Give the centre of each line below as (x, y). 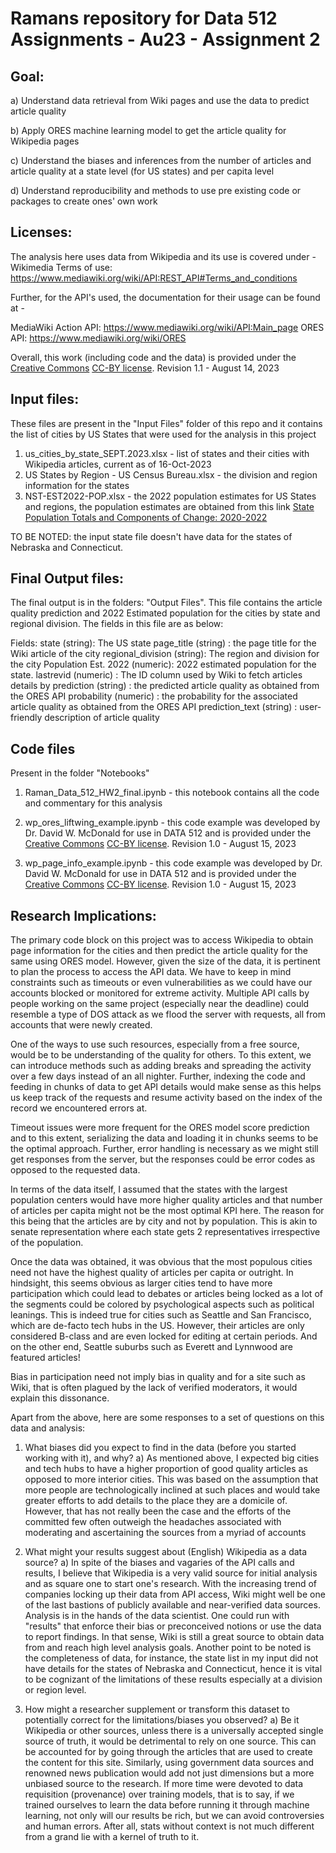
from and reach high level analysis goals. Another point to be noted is (168, 1648)
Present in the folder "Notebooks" (80, 773)
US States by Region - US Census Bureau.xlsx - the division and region (171, 474)
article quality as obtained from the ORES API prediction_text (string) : (154, 707)
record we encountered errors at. (79, 1108)
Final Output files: (67, 578)
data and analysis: (48, 1428)
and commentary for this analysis (93, 803)
